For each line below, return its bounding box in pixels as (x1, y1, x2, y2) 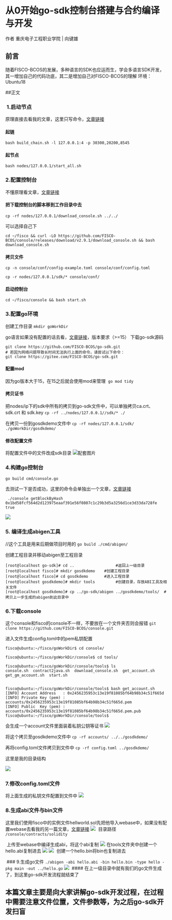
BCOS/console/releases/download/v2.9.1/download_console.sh (5, 238, 137, 243)
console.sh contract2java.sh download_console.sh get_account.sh (5, 668, 155, 674)
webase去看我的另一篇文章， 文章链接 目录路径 (9, 826, 117, 832)
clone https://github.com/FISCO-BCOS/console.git (5, 626, 114, 631)
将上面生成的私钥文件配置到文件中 (5, 793, 78, 799)
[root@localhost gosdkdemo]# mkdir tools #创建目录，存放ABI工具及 (5, 579, 163, 584)
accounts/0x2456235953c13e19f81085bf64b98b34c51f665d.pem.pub (5, 709, 141, 714)
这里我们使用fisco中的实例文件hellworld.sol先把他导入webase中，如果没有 (5, 819, 163, 826)
